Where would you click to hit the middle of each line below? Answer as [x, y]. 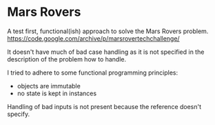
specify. [18, 114]
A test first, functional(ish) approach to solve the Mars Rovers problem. [108, 31]
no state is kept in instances [57, 93]
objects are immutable [49, 86]
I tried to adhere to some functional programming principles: [93, 73]
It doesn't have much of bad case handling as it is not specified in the [106, 52]
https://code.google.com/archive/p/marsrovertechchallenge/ [94, 38]
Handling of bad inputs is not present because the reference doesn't [104, 106]
